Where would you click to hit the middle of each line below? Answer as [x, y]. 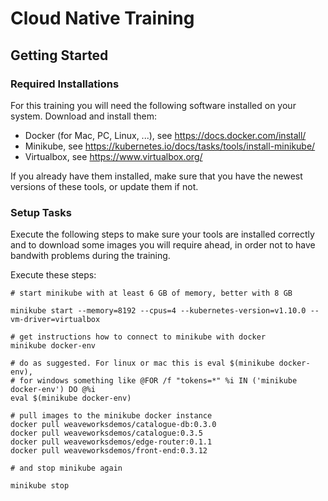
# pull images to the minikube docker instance [111, 416]
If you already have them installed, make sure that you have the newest [156, 176]
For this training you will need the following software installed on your [153, 105]
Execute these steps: [53, 275]
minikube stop [40, 486]
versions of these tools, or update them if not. [104, 186]
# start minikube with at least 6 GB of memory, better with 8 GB [151, 293]
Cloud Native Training [102, 18]
